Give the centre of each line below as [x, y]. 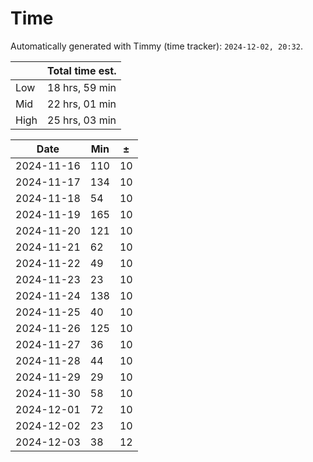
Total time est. [82, 70]
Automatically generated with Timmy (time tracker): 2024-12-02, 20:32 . [156, 46]
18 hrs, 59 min [82, 87]
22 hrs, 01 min [82, 104]
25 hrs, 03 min [82, 120]
